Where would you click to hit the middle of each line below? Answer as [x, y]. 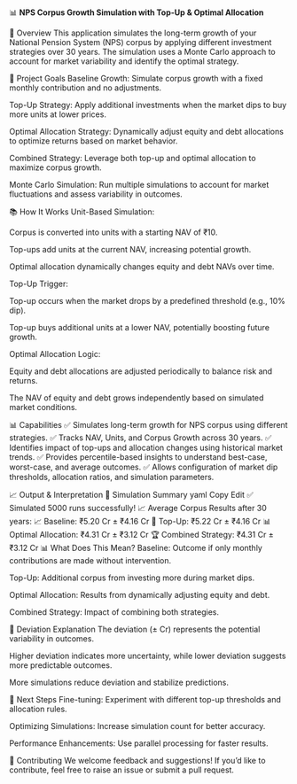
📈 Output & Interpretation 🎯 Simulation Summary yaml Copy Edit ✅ [132, 495]
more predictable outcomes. [61, 665]
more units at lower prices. [58, 114]
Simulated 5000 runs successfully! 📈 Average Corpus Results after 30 [138, 508]
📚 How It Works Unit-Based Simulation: [82, 212]
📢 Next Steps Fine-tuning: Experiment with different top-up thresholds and [145, 699]
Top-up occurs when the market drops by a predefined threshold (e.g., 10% [147, 301]
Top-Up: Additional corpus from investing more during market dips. [132, 578]
